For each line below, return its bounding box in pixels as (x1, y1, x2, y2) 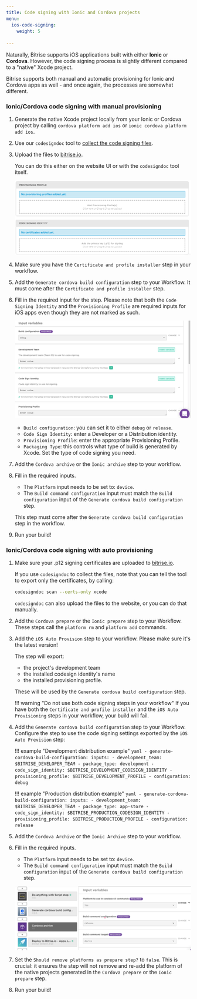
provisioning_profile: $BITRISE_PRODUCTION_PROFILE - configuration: (14, 816, 189, 822)
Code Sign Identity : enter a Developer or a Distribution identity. (23, 430, 178, 437)
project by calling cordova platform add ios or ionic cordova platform (14, 122, 186, 129)
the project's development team (23, 664, 101, 671)
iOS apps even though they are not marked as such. (14, 309, 140, 316)
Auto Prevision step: (14, 736, 66, 743)
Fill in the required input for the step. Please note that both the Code (14, 296, 177, 303)
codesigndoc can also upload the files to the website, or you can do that (14, 600, 187, 607)
